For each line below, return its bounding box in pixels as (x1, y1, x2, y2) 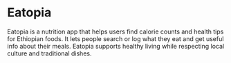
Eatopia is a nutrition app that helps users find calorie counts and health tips (7, 27, 224, 36)
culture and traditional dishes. (7, 49, 92, 58)
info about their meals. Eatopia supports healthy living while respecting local (7, 42, 225, 50)
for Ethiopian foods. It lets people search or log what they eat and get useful (7, 34, 224, 42)
